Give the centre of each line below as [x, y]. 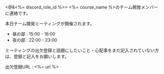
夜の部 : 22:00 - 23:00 [35, 40]
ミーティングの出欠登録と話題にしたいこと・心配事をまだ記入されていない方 [82, 50]
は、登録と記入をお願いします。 [37, 56]
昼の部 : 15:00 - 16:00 [34, 34]
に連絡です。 [18, 13]
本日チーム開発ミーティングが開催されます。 [50, 24]
